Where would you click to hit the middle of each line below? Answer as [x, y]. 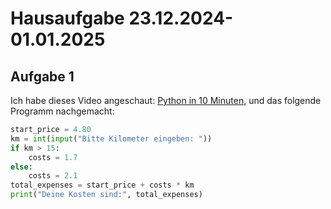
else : [21, 167]
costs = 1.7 [53, 157]
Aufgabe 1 [42, 76]
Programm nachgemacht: [62, 111]
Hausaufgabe [67, 18]
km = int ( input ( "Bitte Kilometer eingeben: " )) [111, 138]
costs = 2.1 [53, 176]
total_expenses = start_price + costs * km [102, 185]
